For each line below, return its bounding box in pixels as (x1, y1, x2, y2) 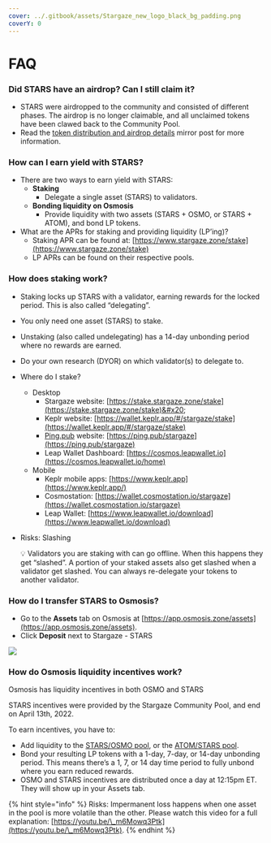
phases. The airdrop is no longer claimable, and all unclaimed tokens (19, 110, 250, 120)
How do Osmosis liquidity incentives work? (8, 666, 183, 677)
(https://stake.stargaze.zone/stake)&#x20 (44, 404, 184, 414)
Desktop (32, 387, 61, 397)
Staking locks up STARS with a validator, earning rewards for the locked (19, 292, 260, 301)
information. (19, 136, 61, 146)
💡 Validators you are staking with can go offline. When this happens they (19, 548, 264, 558)
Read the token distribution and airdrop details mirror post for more (19, 128, 245, 137)
